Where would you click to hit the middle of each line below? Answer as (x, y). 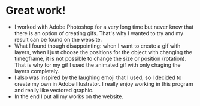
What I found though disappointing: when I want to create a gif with (97, 46)
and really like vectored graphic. (54, 90)
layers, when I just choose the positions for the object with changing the (103, 52)
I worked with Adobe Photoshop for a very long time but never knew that (104, 27)
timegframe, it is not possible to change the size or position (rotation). (100, 58)
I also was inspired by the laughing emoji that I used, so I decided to (98, 77)
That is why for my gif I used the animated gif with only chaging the (97, 65)
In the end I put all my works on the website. (69, 96)
